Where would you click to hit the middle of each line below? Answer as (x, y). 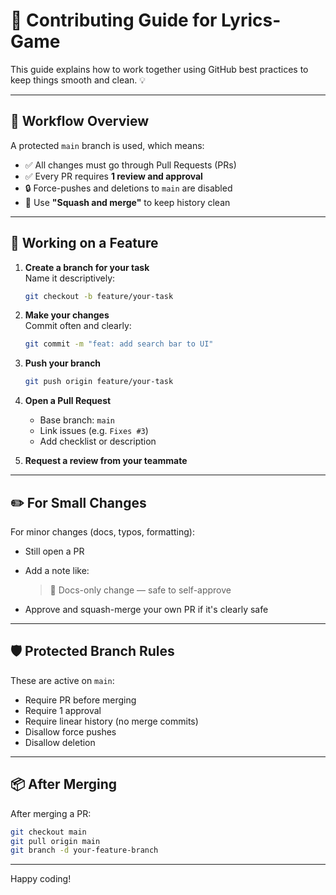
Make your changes (67, 315)
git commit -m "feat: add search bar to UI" (119, 344)
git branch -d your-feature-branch (84, 850)
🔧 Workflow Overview (80, 121)
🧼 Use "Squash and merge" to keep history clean (127, 202)
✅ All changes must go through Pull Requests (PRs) (130, 165)
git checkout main (48, 832)
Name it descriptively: (70, 278)
